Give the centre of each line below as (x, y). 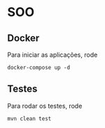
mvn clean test (29, 119)
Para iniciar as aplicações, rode (52, 55)
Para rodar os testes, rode (45, 106)
